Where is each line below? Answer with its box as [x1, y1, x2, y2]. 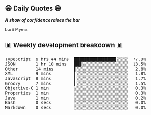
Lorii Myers [5, 27, 28, 32]
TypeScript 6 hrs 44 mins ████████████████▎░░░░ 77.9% [5, 56, 146, 62]
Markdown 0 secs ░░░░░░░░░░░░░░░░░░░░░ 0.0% [5, 104, 146, 110]
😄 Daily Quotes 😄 [5, 4, 62, 13]
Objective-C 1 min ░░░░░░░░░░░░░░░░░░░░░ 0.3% [5, 85, 146, 91]
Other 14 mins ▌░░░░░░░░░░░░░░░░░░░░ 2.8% [5, 66, 146, 72]
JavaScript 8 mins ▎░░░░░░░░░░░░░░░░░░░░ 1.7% [5, 75, 146, 81]
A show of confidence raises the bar [5, 17, 80, 23]
